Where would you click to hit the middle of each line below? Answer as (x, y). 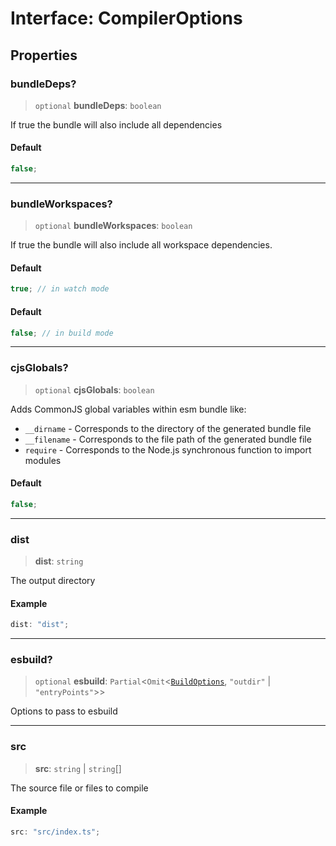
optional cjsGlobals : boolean (94, 389)
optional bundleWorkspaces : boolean (113, 226)
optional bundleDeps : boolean (98, 105)
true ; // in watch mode (60, 289)
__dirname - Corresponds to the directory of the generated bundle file (168, 428)
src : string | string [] (78, 768)
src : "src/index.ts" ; (55, 832)
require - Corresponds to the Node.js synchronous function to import (168, 449)
